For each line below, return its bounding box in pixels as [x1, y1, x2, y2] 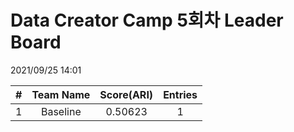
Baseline [40, 104, 82, 118]
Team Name [31, 87, 91, 101]
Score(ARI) [99, 87, 154, 101]
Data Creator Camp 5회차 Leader [10, 9, 284, 32]
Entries [163, 87, 198, 101]
